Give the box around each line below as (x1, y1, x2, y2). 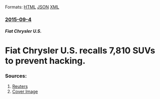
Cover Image (12, 89, 38, 94)
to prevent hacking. (5, 55, 86, 66)
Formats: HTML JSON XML (5, 4, 59, 10)
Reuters (12, 84, 28, 89)
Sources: (5, 72, 27, 79)
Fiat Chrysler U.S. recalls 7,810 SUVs (5, 45, 156, 56)
